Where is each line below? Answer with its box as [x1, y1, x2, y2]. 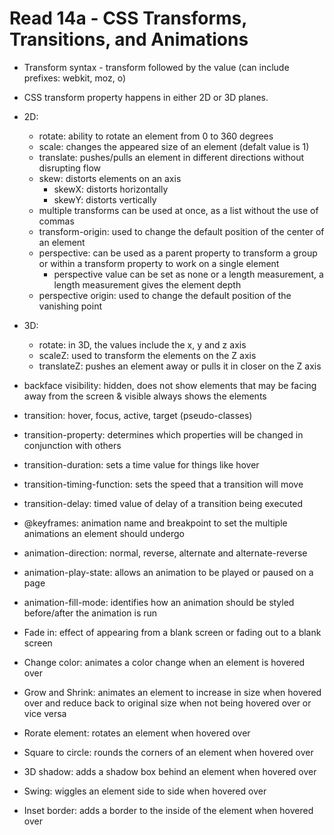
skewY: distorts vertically [53, 193, 157, 206]
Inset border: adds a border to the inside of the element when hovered [23, 804, 314, 816]
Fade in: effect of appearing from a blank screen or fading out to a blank [23, 626, 322, 638]
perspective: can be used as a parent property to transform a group [38, 247, 318, 259]
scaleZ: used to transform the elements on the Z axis [38, 349, 257, 361]
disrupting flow [38, 162, 102, 174]
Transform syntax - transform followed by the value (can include [23, 61, 290, 73]
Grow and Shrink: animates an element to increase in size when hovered [23, 686, 322, 698]
